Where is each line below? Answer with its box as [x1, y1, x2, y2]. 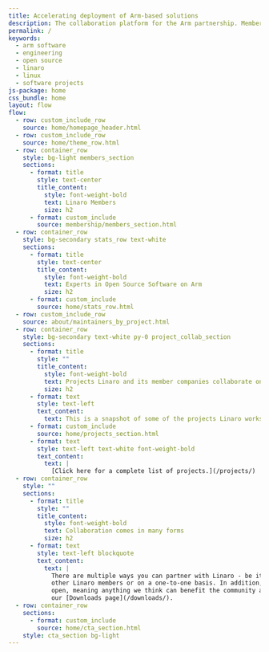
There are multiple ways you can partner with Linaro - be [50, 572, 252, 580]
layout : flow [8, 101, 52, 109]
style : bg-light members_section [22, 153, 134, 161]
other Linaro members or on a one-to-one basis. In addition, [50, 579, 263, 587]
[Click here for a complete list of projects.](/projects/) [50, 467, 256, 475]
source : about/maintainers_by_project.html [22, 318, 171, 326]
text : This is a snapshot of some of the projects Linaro [43, 415, 242, 423]
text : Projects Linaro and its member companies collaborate [43, 377, 252, 385]
